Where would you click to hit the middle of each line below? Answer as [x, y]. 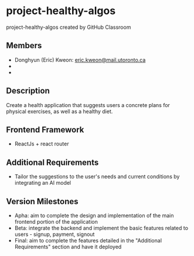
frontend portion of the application [56, 222]
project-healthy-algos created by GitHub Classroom [69, 27]
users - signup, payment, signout [55, 234]
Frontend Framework [45, 130]
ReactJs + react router [42, 144]
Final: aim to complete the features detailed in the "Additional [88, 240]
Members [24, 46]
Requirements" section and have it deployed [68, 247]
